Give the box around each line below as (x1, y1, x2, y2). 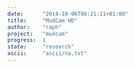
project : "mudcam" (7, 30, 69, 38)
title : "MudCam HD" (7, 17, 78, 24)
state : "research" (7, 43, 75, 50)
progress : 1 (7, 37, 46, 44)
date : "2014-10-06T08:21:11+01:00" (7, 10, 129, 18)
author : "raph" (7, 23, 62, 30)
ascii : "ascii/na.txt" (7, 50, 87, 57)
